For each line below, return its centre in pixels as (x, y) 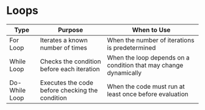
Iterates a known (64, 40)
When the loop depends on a (148, 57)
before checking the (69, 90)
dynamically (124, 72)
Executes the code (67, 83)
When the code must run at (146, 86)
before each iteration (70, 69)
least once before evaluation (147, 94)
